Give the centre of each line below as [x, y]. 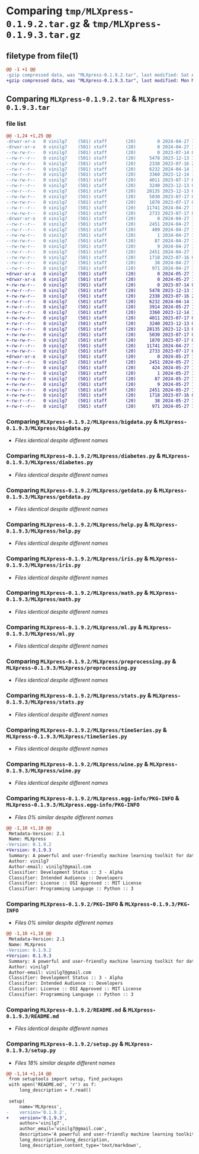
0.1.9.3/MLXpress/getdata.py [48, 497]
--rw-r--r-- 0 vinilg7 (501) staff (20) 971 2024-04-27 [98, 268]
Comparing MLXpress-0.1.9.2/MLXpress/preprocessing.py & [91, 661]
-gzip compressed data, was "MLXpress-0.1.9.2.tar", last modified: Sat [98, 75]
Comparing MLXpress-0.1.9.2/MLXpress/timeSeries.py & [87, 730]
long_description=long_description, [65, 1140]
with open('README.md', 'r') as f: [52, 1085]
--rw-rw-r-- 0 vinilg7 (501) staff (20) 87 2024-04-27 [98, 241]
